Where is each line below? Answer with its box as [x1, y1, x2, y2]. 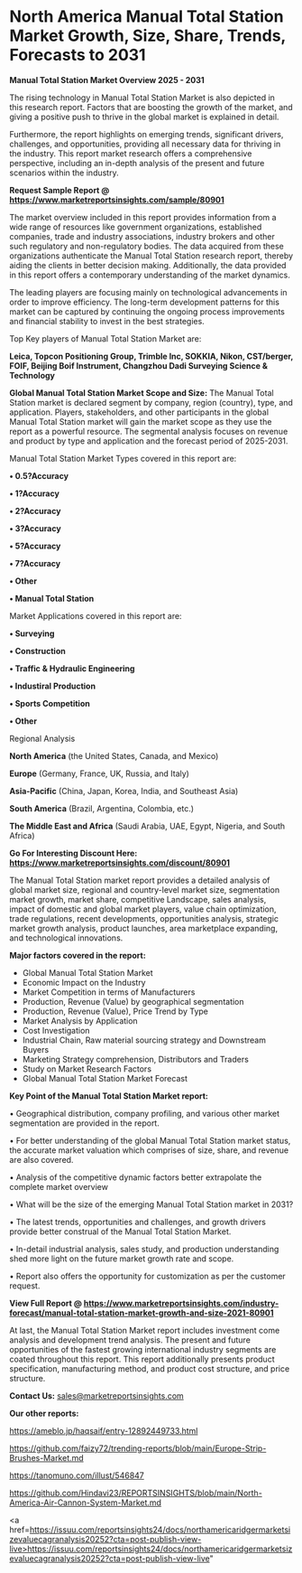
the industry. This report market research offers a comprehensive [9, 147, 252, 159]
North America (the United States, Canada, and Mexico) [9, 750, 219, 761]
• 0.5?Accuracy [9, 470, 69, 481]
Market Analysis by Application [22, 1015, 138, 1026]
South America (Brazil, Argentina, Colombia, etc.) [9, 802, 195, 814]
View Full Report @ [9, 1297, 83, 1308]
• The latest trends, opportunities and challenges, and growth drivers [9, 1216, 266, 1227]
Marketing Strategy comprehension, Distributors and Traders [22, 1053, 250, 1064]
